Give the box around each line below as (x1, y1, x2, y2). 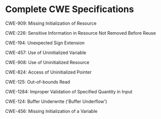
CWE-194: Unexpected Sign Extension (5, 39, 85, 46)
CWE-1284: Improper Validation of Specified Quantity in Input (5, 88, 133, 94)
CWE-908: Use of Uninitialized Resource (5, 59, 90, 65)
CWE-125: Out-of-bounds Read (5, 79, 70, 85)
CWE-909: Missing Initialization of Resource (5, 20, 97, 26)
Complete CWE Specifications (5, 4, 134, 15)
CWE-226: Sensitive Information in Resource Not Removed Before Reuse (5, 30, 156, 36)
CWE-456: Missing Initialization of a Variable (5, 108, 98, 114)
